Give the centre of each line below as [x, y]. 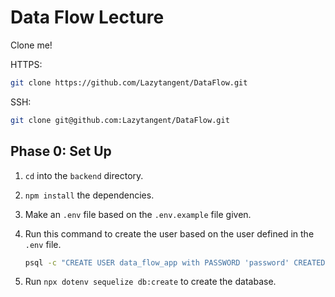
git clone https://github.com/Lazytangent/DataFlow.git [129, 82]
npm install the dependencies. [89, 195]
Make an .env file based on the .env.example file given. [138, 214]
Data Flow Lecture [87, 17]
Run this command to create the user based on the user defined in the [169, 233]
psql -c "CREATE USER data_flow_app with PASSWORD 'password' [157, 262]
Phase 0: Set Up [61, 151]
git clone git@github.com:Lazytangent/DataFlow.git [120, 120]
